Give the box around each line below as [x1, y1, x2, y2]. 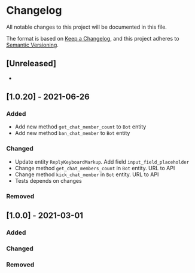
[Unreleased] [6, 59, 57, 69]
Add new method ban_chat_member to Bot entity [14, 130, 130, 137]
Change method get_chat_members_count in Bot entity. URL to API [14, 164, 175, 171]
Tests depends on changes [14, 177, 82, 184]
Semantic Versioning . [6, 41, 59, 48]
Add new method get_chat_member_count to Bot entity [14, 123, 147, 130]
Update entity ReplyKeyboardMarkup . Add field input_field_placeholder [14, 158, 190, 165]
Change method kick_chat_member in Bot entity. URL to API [14, 171, 159, 178]
